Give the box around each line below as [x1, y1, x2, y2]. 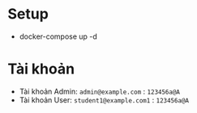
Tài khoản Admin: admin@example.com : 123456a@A [19, 86, 180, 96]
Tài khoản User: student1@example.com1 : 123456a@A [19, 94, 190, 105]
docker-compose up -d [19, 31, 98, 41]
